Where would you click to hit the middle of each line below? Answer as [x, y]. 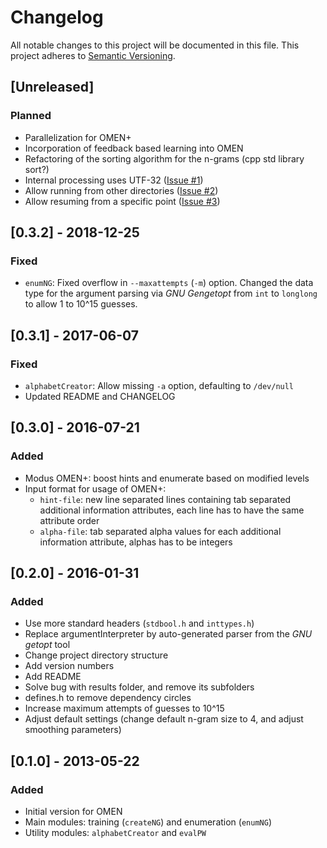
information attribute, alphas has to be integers [136, 542]
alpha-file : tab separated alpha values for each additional [160, 531]
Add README [53, 677]
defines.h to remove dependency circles [108, 698]
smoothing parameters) [73, 730]
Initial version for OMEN [73, 812]
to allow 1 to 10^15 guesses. [81, 304]
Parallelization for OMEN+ [78, 137]
